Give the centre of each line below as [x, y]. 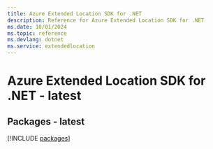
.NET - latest [44, 96]
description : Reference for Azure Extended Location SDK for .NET [106, 20]
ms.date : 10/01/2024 [37, 27]
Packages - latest [46, 121]
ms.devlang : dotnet [36, 40]
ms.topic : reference [37, 33]
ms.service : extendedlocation [51, 46]
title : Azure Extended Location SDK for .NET [74, 14]
